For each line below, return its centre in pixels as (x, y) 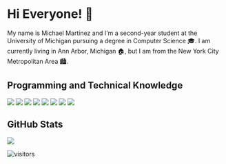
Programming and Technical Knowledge (95, 85)
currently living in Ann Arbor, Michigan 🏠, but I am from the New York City (113, 51)
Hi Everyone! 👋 (50, 14)
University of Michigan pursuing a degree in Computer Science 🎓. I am (109, 40)
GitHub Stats (35, 125)
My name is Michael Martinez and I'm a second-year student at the (102, 33)
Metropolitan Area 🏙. (38, 61)
